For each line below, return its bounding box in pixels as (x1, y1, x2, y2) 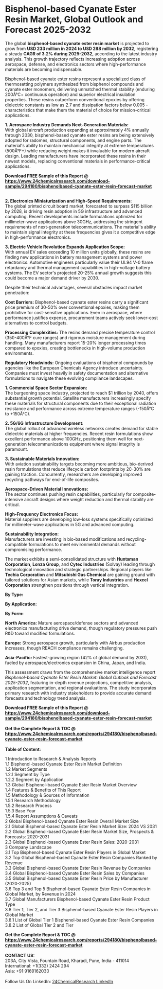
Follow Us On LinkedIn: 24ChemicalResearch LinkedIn (5, 978, 113, 984)
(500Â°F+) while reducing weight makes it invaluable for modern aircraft (5, 148, 150, 154)
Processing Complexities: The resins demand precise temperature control (5, 329, 155, 335)
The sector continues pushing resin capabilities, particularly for (5, 491, 132, 497)
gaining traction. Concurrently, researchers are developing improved (5, 471, 143, 477)
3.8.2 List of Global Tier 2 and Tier (5, 922, 74, 928)
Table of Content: (5, 746, 41, 752)
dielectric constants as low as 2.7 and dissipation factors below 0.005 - (5, 102, 148, 108)
